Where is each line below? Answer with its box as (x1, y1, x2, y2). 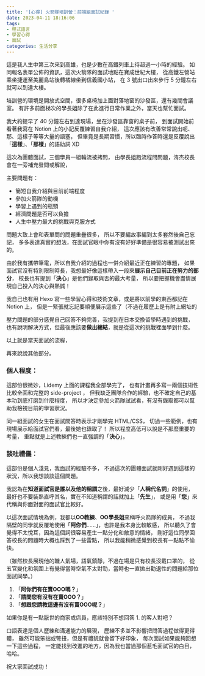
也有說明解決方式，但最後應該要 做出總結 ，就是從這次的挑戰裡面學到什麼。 (6, 323, 193, 331)
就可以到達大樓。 (6, 83, 49, 91)
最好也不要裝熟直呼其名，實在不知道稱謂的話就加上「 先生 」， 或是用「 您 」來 (6, 493, 198, 500)
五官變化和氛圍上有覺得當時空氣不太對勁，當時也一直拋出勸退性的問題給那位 (6, 565, 199, 572)
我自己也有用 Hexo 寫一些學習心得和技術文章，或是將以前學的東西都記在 (6, 295, 188, 302)
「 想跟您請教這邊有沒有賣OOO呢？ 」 (15, 601, 109, 609)
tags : (6, 20, 20, 26)
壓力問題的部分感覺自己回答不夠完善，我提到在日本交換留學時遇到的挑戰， (6, 316, 193, 323)
